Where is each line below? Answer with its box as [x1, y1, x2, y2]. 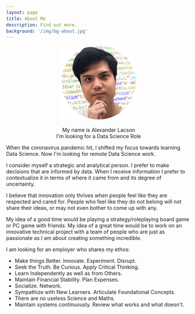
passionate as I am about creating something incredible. [6, 234, 142, 241]
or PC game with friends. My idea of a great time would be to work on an [6, 222, 182, 229]
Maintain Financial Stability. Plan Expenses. [14, 276, 119, 283]
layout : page [6, 9, 38, 15]
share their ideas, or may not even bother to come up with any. [6, 204, 158, 211]
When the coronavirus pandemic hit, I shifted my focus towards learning [6, 144, 181, 151]
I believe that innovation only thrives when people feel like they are [6, 192, 167, 199]
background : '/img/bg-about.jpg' [6, 28, 88, 34]
